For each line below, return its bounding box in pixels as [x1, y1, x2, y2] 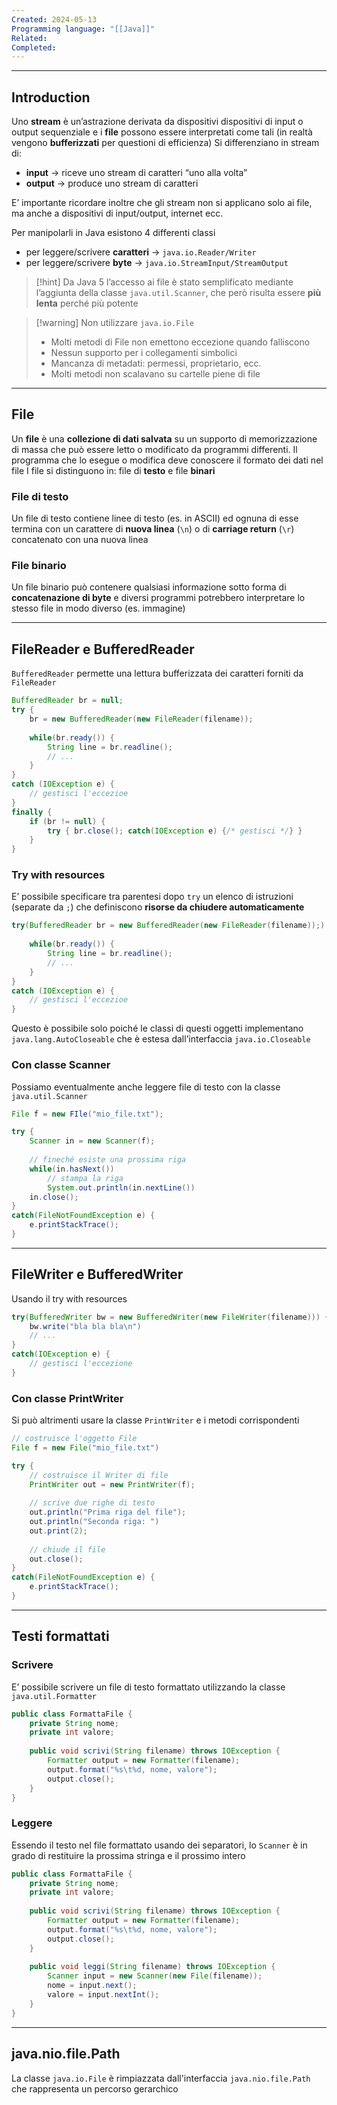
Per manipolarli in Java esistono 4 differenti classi [11, 227, 216, 239]
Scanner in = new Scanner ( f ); [29, 1136, 156, 1146]
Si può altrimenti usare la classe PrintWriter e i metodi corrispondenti [11, 1414, 300, 1426]
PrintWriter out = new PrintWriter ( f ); [29, 1479, 196, 1490]
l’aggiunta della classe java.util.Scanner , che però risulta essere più [35, 287, 322, 299]
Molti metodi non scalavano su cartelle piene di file [50, 368, 261, 380]
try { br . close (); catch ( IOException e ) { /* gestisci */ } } [47, 826, 303, 836]
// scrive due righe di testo [29, 1498, 156, 1508]
